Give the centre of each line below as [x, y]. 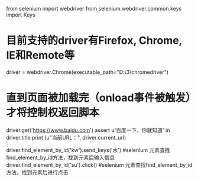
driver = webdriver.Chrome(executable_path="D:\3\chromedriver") [87, 72]
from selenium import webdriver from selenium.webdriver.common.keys [94, 9]
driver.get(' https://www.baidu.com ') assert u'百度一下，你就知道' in [88, 130]
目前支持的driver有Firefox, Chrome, [94, 41]
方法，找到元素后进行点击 [37, 172]
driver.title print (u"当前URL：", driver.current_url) [66, 137]
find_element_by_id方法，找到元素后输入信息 [61, 157]
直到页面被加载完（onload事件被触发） [98, 98]
